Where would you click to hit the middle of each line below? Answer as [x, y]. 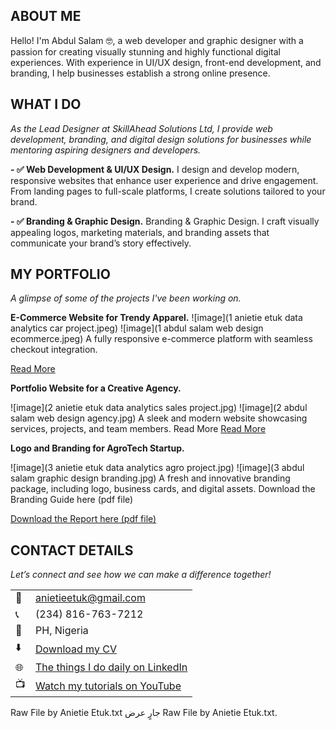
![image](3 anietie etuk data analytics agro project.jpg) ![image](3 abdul [157, 468]
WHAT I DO [46, 104]
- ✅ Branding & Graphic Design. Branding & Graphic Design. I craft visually [165, 221]
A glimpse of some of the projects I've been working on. [126, 298]
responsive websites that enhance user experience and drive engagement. [164, 180]
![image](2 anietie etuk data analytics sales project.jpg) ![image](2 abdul [159, 408]
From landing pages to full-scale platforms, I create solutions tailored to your [168, 191]
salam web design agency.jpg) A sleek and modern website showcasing [159, 418]
